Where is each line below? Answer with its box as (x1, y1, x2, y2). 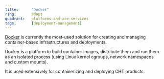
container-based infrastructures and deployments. (5, 39, 107, 45)
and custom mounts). (5, 59, 48, 65)
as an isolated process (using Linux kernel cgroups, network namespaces (5, 54, 154, 60)
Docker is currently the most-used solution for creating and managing (5, 34, 146, 40)
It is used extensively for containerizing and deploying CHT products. (5, 69, 145, 75)
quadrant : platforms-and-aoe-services (5, 16, 89, 21)
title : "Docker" (5, 7, 49, 12)
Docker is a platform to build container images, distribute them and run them (5, 49, 159, 55)
